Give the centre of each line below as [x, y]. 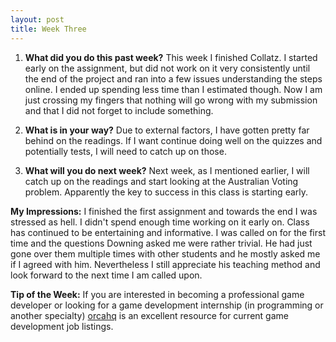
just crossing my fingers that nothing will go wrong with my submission [171, 100]
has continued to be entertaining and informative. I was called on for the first [168, 232]
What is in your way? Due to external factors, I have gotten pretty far [167, 130]
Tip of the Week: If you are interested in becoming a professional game [157, 294]
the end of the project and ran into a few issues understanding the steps [173, 78]
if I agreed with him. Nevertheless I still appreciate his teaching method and [165, 264]
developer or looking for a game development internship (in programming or [167, 305]
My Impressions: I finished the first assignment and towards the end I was [164, 211]
